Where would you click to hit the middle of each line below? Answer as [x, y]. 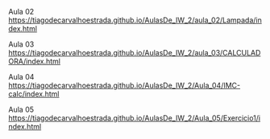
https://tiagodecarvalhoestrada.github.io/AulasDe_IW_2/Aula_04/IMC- [125, 85]
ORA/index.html [34, 61]
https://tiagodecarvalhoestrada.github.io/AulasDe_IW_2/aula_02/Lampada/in [135, 20]
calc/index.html [34, 94]
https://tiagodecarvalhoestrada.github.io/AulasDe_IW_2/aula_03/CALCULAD [135, 53]
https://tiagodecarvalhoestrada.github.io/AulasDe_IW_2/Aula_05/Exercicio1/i [134, 118]
